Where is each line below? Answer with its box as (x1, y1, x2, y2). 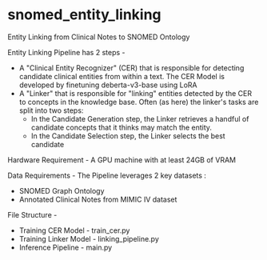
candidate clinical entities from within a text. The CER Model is (18, 71, 225, 81)
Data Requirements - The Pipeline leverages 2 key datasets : (7, 170, 207, 180)
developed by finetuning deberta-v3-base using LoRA (18, 80, 197, 90)
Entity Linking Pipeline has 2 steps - (7, 47, 126, 57)
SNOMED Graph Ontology (18, 186, 105, 195)
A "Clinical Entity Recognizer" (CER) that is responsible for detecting (18, 62, 245, 73)
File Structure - (7, 210, 58, 219)
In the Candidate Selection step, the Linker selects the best (30, 130, 225, 141)
